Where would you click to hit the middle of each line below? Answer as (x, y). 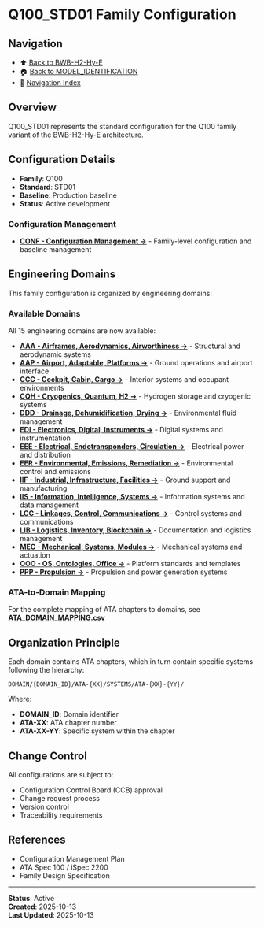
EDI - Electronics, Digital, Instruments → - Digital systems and (121, 430)
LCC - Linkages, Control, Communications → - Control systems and (130, 514)
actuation (35, 555)
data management (49, 505)
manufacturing (43, 488)
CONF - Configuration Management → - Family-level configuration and (136, 241)
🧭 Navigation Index (50, 83)
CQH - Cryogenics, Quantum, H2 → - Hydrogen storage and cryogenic (135, 396)
